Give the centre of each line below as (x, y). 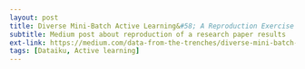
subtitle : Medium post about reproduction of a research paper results (148, 34)
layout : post (34, 17)
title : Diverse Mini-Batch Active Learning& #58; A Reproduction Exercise (152, 26)
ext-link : (28, 43)
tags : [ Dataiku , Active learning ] (75, 51)
